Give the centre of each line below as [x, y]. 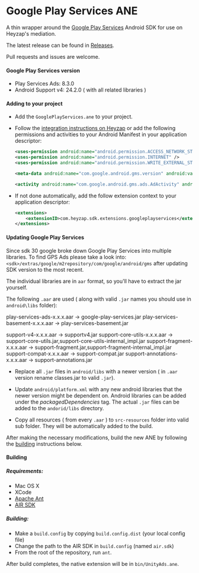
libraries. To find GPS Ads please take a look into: [66, 257]
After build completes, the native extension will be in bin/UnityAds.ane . [93, 564]
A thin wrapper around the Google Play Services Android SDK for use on [94, 27]
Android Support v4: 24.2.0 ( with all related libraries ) [80, 90]
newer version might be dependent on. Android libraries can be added [100, 395]
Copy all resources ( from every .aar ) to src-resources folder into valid [102, 420]
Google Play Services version [43, 70]
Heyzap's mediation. [31, 33]
